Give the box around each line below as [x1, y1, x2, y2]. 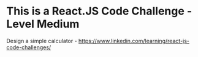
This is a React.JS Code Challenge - [6, 4, 192, 18]
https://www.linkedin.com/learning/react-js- [78, 37, 190, 44]
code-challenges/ [6, 44, 51, 51]
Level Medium [6, 17, 80, 31]
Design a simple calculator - [6, 37, 78, 44]
